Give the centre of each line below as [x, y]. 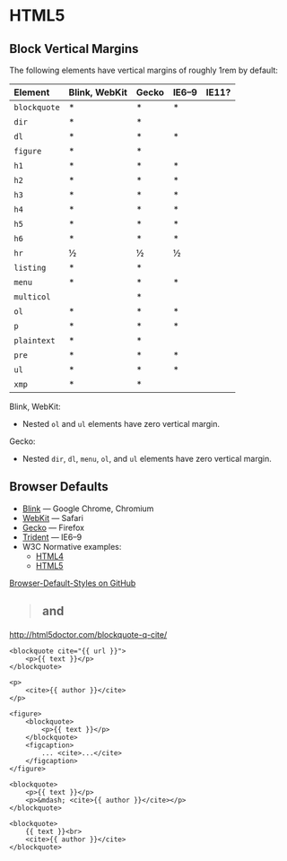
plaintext [35, 340]
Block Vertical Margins [74, 49]
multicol [32, 297]
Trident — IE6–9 [52, 537]
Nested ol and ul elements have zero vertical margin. [121, 424]
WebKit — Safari [52, 517]
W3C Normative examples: [72, 546]
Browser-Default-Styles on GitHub [73, 583]
